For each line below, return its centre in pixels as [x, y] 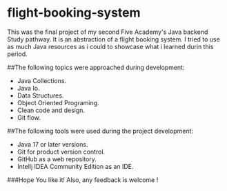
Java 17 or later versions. [52, 144]
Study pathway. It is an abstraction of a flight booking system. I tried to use [114, 39]
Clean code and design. [51, 110]
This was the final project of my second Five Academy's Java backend [108, 32]
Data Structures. [40, 95]
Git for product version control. [61, 152]
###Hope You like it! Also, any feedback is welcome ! [83, 180]
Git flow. [29, 117]
